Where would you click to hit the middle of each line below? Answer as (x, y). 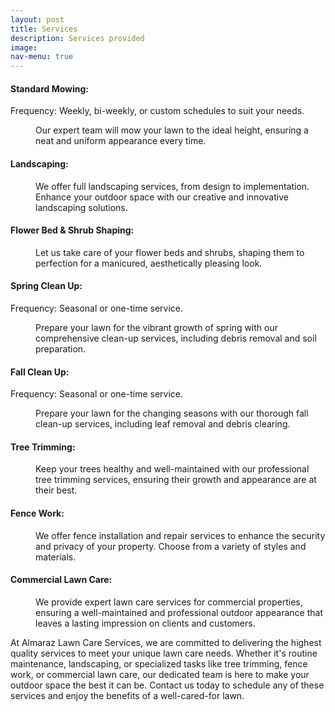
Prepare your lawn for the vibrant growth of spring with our (157, 327)
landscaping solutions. (81, 207)
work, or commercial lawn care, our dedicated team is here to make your (160, 674)
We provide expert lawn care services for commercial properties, (169, 602)
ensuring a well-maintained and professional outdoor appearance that (179, 612)
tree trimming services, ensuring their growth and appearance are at (176, 480)
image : (24, 47)
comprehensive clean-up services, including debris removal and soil (176, 338)
